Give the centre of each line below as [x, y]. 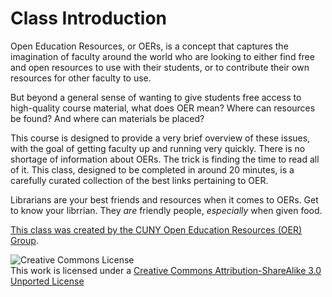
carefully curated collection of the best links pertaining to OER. [139, 180]
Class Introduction [88, 18]
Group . [24, 240]
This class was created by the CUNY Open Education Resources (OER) [156, 229]
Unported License [47, 281]
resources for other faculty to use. [81, 78]
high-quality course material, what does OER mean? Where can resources [163, 108]
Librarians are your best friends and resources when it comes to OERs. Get [164, 199]
